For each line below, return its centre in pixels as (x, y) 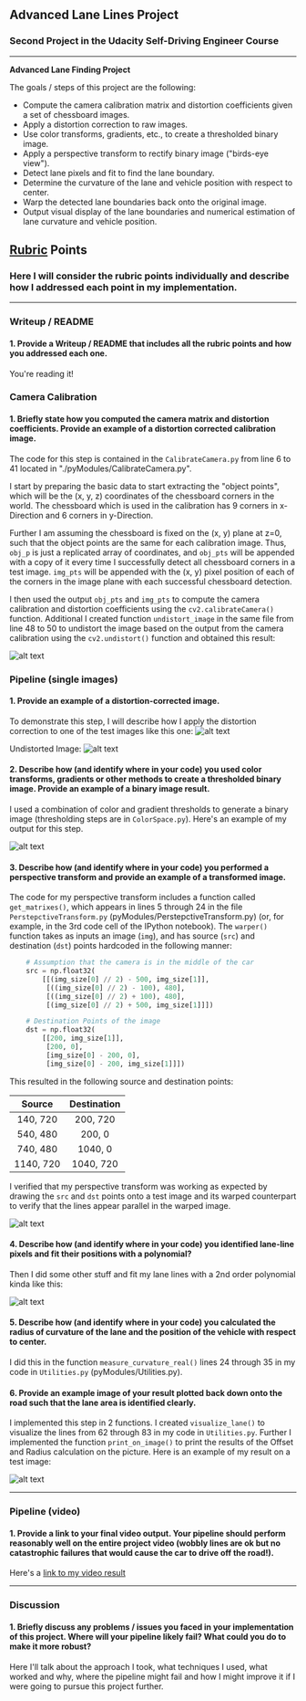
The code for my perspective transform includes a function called (133, 898)
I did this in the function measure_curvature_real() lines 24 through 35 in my (153, 1362)
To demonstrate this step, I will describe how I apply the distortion (133, 721)
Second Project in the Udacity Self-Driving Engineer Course (144, 41)
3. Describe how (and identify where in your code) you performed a (139, 867)
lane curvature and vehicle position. (90, 221)
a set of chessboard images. (76, 114)
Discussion (35, 1605)
